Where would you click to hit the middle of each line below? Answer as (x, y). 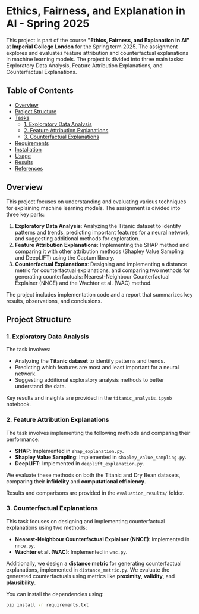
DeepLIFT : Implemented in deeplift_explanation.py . (79, 463)
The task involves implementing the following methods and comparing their (98, 433)
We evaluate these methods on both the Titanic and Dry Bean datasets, (93, 475)
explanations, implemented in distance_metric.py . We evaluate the (88, 570)
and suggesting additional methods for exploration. (77, 238)
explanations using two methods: (47, 527)
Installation (28, 149)
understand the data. (40, 387)
